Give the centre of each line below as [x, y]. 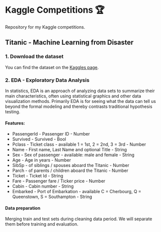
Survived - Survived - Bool [39, 139]
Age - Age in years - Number [41, 160]
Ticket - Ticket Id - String [38, 176]
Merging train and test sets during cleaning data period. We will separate [79, 219]
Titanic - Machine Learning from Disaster [69, 43]
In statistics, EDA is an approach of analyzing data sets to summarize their [80, 91]
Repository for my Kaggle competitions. [45, 27]
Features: [15, 123]
